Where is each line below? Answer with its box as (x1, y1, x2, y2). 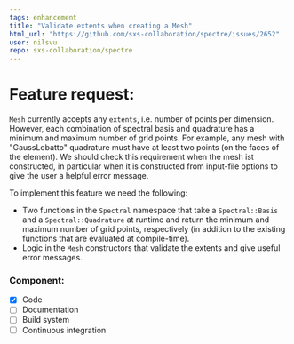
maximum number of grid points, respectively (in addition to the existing (21, 224, 286, 235)
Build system (21, 315, 70, 325)
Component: (9, 274, 65, 286)
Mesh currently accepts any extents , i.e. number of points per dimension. (9, 114, 274, 124)
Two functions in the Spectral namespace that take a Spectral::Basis (21, 205, 278, 216)
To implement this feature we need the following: (9, 188, 188, 198)
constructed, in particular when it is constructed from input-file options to (9, 161, 278, 172)
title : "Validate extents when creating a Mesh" (9, 21, 193, 30)
